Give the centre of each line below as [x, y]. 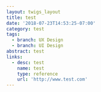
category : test [25, 29]
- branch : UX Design [37, 40]
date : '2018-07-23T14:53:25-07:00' [51, 23]
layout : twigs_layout [34, 12]
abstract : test [25, 51]
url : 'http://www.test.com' [52, 79]
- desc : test [28, 62]
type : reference [38, 74]
